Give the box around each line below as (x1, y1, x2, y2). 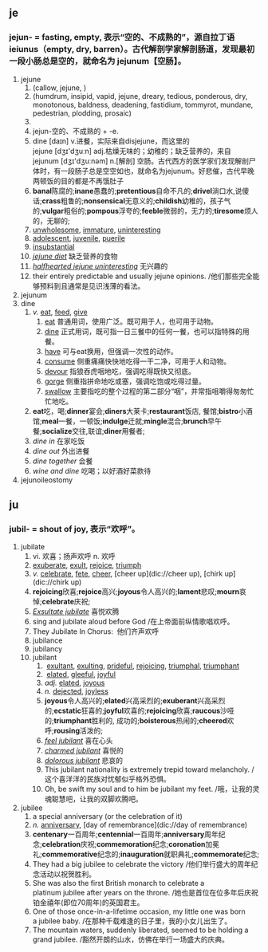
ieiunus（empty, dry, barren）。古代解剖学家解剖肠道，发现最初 (9, 44, 255, 55)
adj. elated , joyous (44, 678, 105, 688)
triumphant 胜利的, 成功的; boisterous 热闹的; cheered (53, 716, 227, 726)
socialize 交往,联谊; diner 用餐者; (41, 426, 145, 435)
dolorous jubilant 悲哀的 (44, 756, 123, 765)
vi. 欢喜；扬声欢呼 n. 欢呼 (32, 552, 116, 561)
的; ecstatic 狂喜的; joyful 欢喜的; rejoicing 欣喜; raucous (44, 706, 221, 716)
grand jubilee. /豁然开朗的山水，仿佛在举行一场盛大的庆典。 (32, 934, 230, 944)
